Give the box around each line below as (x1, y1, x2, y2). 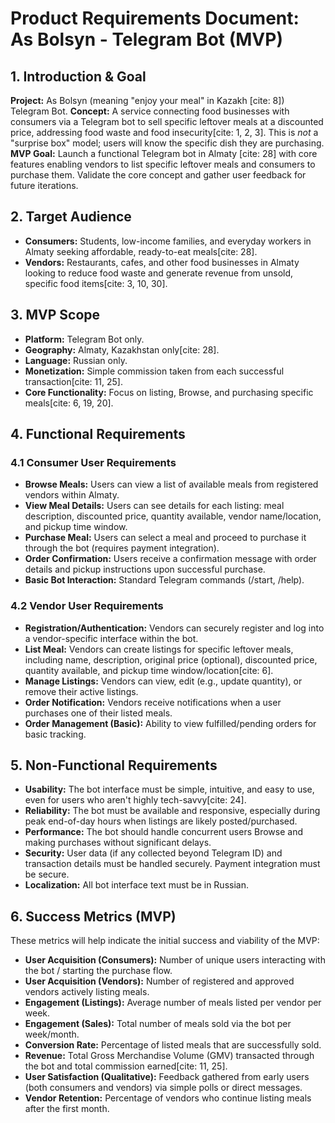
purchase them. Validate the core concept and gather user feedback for (10, 169, 307, 181)
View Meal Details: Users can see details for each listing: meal (24, 500, 285, 512)
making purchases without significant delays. (24, 837, 212, 849)
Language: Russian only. (24, 354, 128, 366)
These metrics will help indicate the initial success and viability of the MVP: (10, 935, 320, 947)
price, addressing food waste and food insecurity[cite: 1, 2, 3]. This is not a (10, 127, 319, 138)
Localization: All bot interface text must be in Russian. (24, 879, 249, 891)
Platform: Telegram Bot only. (24, 333, 145, 345)
